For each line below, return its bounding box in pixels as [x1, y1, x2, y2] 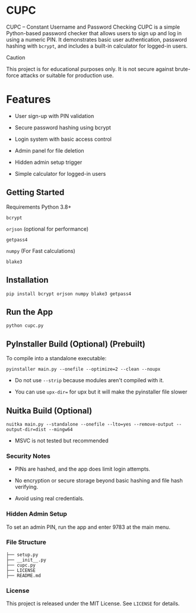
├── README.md [6, 572, 42, 578]
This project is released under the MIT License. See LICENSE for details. [6, 600, 180, 607]
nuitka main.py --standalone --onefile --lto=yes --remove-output [6, 421, 174, 427]
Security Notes [6, 451, 50, 460]
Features [6, 93, 51, 106]
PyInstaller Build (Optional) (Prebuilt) [6, 339, 146, 349]
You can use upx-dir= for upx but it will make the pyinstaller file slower [14, 388, 188, 395]
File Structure [6, 538, 46, 546]
